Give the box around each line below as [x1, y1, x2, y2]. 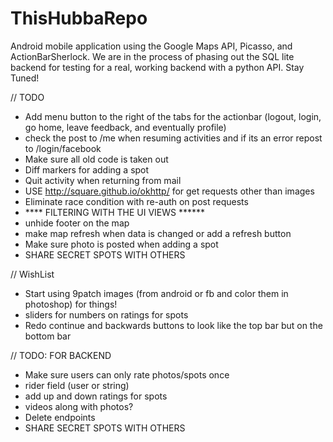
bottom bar [24, 330, 72, 342]
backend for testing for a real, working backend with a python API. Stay [10, 61, 305, 73]
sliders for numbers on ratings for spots [24, 308, 189, 321]
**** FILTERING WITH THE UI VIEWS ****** [24, 206, 206, 218]
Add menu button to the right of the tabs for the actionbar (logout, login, [24, 110, 322, 122]
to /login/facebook [24, 142, 102, 154]
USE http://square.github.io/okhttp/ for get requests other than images [24, 185, 315, 197]
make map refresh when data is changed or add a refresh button [24, 227, 292, 239]
